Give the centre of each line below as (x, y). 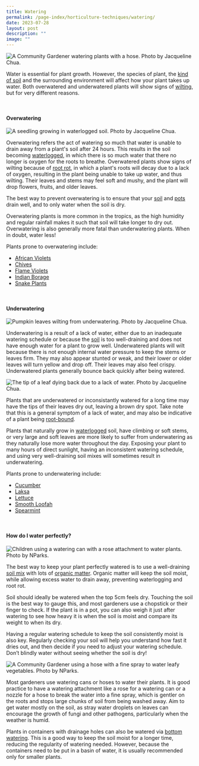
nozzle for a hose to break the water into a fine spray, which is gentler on (96, 695)
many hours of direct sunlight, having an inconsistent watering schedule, (95, 450)
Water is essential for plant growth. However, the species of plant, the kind (97, 74)
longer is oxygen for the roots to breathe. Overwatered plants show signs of (99, 162)
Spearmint (27, 511)
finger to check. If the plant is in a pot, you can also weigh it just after (91, 610)
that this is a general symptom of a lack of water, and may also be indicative (99, 413)
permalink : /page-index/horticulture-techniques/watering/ (81, 17)
